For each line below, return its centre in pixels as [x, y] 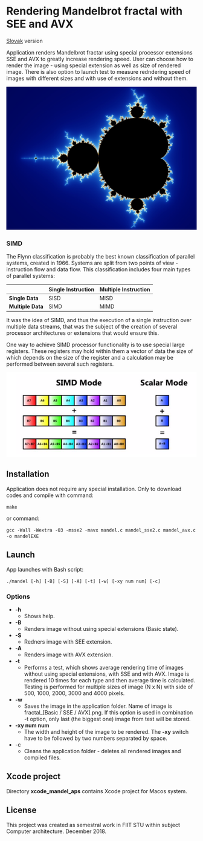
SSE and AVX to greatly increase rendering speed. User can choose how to [100, 59]
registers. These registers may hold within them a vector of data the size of [100, 351]
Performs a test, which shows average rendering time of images [104, 668]
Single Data [24, 298]
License [21, 810]
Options [18, 596]
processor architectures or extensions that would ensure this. [83, 333]
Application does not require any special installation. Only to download [94, 489]
